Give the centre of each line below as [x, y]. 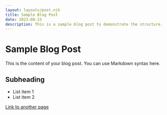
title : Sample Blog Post [32, 15]
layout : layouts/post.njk [33, 10]
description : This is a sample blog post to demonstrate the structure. [84, 24]
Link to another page [27, 107]
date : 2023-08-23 [24, 19]
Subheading [25, 79]
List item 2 [23, 97]
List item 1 [23, 92]
